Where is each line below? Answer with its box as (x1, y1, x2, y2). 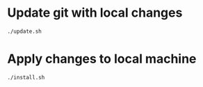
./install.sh (7, 74, 45, 81)
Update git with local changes (7, 5, 183, 21)
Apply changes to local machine (7, 51, 197, 67)
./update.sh (7, 28, 42, 35)
